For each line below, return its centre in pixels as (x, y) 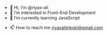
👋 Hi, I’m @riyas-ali (29, 8)
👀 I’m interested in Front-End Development (53, 13)
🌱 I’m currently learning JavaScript (45, 18)
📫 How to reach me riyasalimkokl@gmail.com (56, 27)
